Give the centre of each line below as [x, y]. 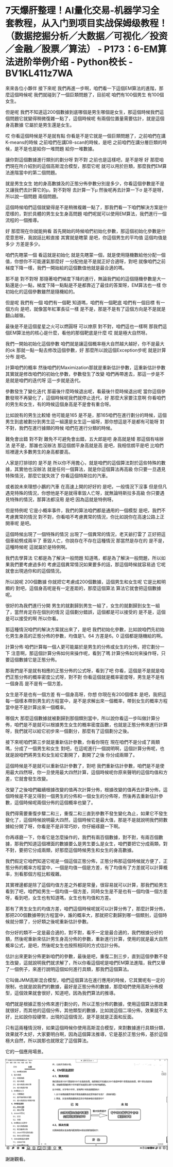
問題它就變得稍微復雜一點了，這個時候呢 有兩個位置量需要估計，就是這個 [87, 118]
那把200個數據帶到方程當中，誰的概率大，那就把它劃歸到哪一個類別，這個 [84, 915]
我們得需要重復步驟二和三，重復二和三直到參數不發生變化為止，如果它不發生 [86, 813]
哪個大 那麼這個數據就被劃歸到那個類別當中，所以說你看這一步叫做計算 [80, 718]
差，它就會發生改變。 [28, 778]
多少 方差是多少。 [24, 244]
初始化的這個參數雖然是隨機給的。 [41, 291]
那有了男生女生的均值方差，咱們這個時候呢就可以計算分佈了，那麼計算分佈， [86, 909]
